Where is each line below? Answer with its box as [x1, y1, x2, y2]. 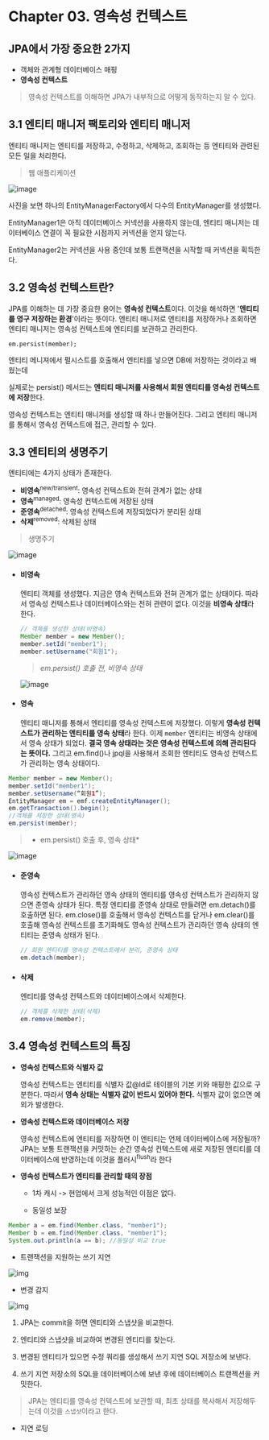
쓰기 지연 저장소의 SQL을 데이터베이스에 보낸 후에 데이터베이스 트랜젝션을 [19, 1369, 252, 1379]
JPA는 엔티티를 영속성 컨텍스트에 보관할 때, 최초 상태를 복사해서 [27, 1397, 228, 1406]
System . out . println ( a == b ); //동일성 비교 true [8, 1237, 167, 1245]
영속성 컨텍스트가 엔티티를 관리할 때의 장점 [19, 1171, 153, 1181]
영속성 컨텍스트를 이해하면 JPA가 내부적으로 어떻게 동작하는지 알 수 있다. [27, 92, 256, 101]
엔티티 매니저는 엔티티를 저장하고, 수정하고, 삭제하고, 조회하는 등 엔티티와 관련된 [8, 140, 260, 150]
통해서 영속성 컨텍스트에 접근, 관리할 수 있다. [16, 420, 157, 429]
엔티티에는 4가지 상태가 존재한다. [8, 468, 113, 478]
